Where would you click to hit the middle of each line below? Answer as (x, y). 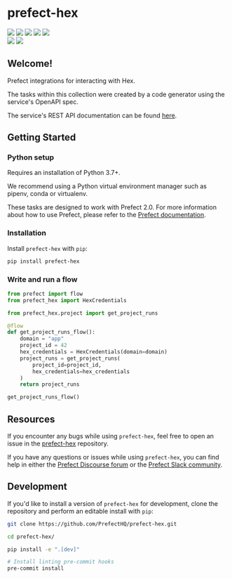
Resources (31, 419)
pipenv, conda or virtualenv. (47, 194)
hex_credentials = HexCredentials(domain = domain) (94, 352)
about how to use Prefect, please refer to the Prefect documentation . (107, 215)
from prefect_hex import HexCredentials (67, 300)
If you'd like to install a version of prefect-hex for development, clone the (113, 503)
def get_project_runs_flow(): (52, 332)
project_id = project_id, (67, 365)
